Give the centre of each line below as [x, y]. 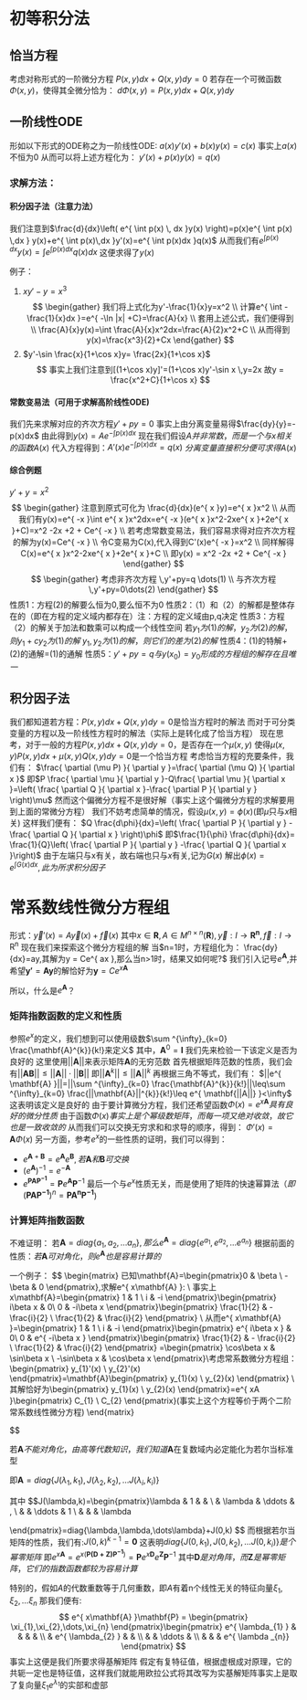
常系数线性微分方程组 [90, 908]
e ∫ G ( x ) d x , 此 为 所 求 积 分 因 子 [58, 867]
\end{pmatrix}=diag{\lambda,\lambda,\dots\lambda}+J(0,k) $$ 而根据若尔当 [153, 1530]
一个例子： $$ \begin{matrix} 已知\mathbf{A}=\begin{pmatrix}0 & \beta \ [146, 1275]
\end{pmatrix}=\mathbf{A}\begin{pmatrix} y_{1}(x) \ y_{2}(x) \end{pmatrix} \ [152, 1378]
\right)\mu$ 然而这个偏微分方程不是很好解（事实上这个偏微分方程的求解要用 [152, 800]
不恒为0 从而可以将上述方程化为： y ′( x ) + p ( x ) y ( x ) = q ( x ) [115, 157]
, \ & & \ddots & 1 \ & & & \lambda [71, 1511]
